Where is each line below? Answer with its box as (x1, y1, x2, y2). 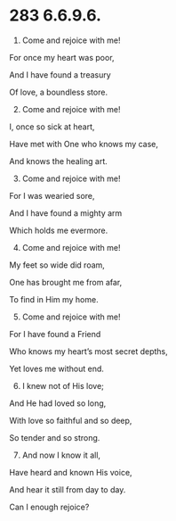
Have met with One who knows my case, (9, 138, 158, 149)
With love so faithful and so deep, (9, 415, 132, 426)
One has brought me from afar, (9, 277, 123, 287)
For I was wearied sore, (9, 190, 95, 201)
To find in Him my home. (9, 294, 100, 304)
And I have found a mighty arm (9, 207, 123, 219)
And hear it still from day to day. (9, 484, 126, 495)
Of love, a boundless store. (9, 87, 108, 97)
